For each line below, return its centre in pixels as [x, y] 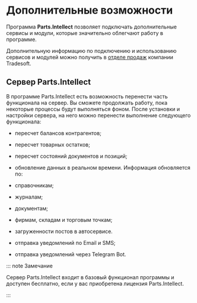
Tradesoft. [19, 63]
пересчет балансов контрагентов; [58, 133]
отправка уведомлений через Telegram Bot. [70, 254]
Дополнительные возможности [90, 10]
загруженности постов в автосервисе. [63, 231]
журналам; [29, 197]
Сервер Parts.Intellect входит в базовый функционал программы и [90, 277]
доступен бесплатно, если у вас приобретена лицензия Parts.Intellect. [95, 283]
